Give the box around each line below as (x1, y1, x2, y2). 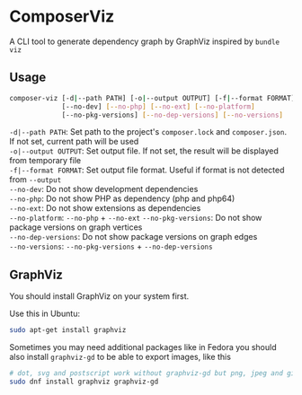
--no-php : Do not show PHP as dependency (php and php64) (9, 193, 235, 204)
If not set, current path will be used (9, 136, 139, 147)
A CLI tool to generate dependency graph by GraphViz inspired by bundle (9, 36, 280, 47)
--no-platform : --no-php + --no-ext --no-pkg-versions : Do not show (9, 213, 262, 224)
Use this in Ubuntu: (9, 308, 81, 320)
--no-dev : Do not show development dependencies (9, 184, 199, 195)
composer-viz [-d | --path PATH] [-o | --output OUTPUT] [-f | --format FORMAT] (9, 93, 296, 102)
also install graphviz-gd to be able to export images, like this (9, 352, 232, 363)
